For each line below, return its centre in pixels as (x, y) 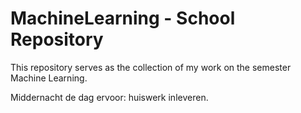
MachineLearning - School (123, 18)
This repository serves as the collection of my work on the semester (151, 67)
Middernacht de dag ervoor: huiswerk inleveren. (109, 97)
